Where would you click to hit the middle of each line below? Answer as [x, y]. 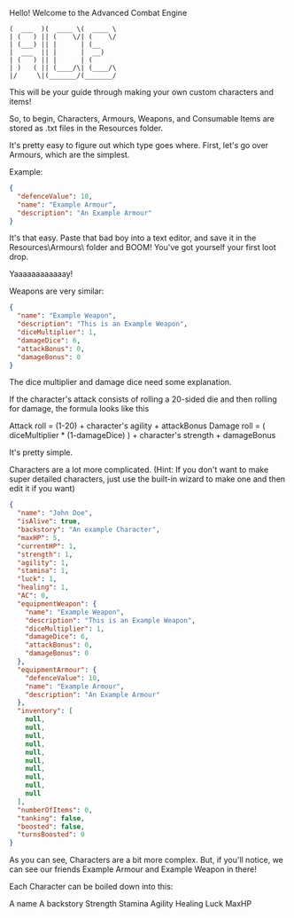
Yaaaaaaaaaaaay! [41, 274]
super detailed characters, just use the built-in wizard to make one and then [147, 479]
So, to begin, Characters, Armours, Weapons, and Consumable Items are [142, 118]
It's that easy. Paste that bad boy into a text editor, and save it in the [133, 238]
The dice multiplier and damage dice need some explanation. [120, 382]
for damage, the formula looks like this [79, 409]
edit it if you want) [42, 489]
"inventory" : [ [45, 711]
